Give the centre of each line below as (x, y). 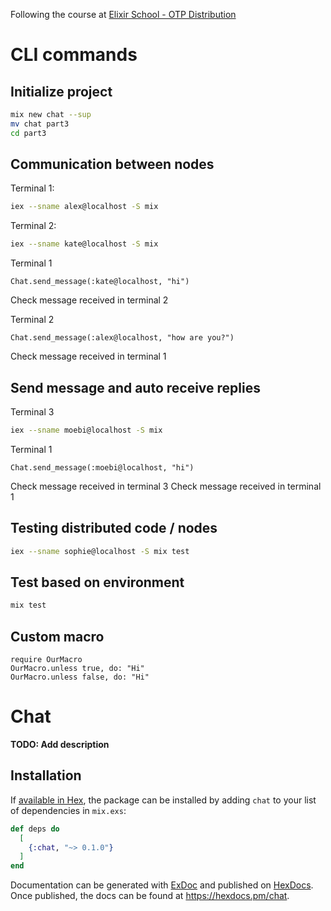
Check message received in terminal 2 (89, 300)
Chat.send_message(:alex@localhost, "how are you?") (122, 338)
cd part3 (28, 133)
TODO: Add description (60, 744)
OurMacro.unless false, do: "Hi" (80, 677)
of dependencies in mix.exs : (68, 810)
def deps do (35, 829)
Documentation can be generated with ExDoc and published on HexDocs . (162, 885)
